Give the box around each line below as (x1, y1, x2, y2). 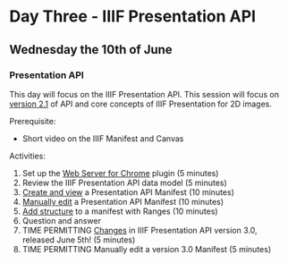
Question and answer (21, 215, 101, 225)
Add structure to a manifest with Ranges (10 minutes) (21, 206, 218, 216)
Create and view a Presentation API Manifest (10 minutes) (21, 186, 235, 198)
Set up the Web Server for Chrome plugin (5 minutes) (21, 167, 219, 178)
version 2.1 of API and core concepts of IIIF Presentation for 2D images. (9, 98, 273, 109)
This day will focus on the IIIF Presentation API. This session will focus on (9, 89, 280, 99)
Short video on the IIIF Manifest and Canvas (21, 132, 184, 144)
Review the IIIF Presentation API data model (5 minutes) (21, 177, 228, 188)
